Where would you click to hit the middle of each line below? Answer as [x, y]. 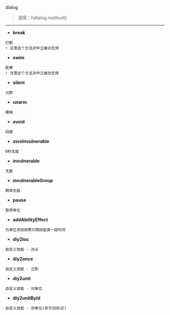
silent [19, 82]
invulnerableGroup [33, 181]
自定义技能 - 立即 [22, 269]
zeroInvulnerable [31, 141]
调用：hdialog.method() [42, 18]
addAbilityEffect [30, 220]
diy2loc [21, 239]
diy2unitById [26, 298]
